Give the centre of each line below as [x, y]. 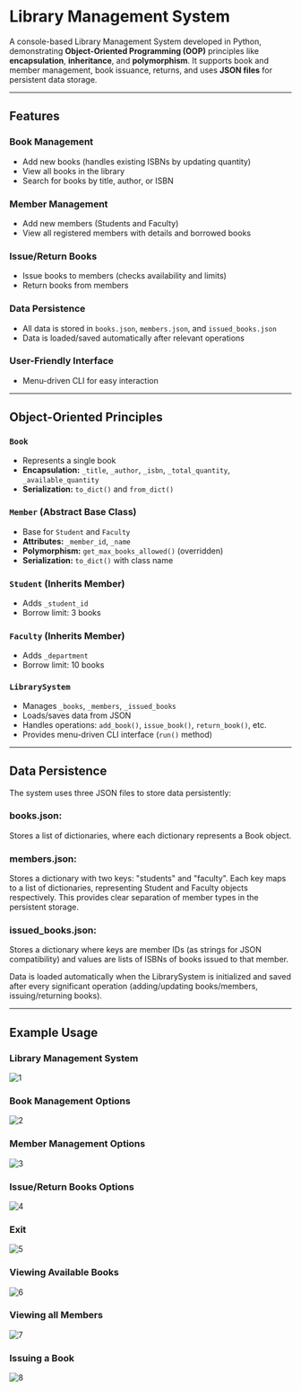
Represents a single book [69, 460]
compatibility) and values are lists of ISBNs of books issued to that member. [149, 960]
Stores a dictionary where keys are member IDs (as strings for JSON [136, 950]
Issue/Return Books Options [72, 1186]
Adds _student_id [55, 603]
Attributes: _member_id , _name [77, 541]
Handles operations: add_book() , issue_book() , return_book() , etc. [144, 724]
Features [34, 116]
